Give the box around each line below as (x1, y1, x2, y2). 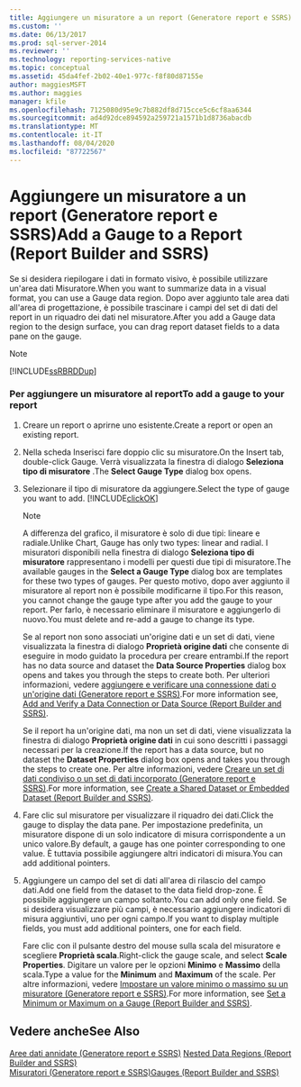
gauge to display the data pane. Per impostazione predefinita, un (22, 819, 263, 829)
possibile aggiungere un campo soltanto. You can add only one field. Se (22, 893, 287, 905)
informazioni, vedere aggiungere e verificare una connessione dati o (22, 679, 277, 690)
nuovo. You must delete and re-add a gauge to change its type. (22, 613, 255, 624)
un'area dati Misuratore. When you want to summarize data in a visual (9, 283, 267, 294)
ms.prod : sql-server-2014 (9, 38, 106, 48)
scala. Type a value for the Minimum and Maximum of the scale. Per (22, 969, 277, 980)
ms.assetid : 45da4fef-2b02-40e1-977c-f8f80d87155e (9, 72, 204, 81)
